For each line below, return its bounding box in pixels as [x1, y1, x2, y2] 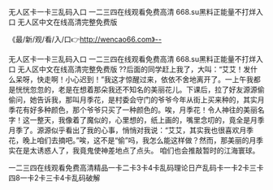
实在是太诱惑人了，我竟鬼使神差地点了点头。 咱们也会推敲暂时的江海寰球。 [8, 145, 260, 155]
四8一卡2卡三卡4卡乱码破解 [8, 173, 101, 183]
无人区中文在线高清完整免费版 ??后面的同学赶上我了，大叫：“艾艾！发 [17, 64, 251, 74]
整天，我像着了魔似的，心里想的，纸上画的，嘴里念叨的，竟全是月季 [36, 115, 265, 124]
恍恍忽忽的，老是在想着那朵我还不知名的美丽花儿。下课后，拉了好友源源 [15, 84, 258, 94]
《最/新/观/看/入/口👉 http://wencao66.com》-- [8, 35, 162, 44]
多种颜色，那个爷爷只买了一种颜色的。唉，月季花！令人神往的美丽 [36, 105, 258, 114]
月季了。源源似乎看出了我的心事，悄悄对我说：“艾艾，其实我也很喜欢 [8, 125, 240, 135]
